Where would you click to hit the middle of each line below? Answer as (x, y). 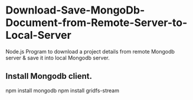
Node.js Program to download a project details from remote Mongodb (90, 51)
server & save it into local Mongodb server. (58, 58)
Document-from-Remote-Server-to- (97, 23)
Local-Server (38, 35)
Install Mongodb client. (49, 76)
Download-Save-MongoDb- (75, 10)
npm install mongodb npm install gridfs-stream (62, 90)
